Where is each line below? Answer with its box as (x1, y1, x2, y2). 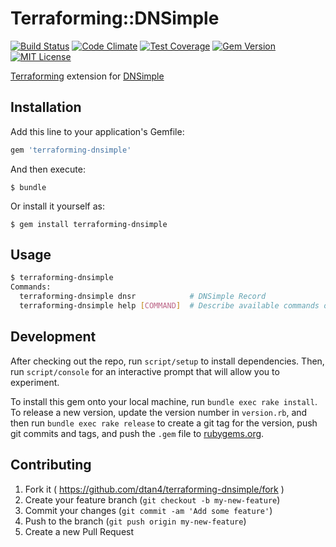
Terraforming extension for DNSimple (10, 70, 165, 82)
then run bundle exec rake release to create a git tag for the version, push (10, 417, 318, 429)
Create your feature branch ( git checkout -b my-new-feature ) (24, 493, 281, 506)
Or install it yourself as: (10, 200, 105, 212)
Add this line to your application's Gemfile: (10, 125, 185, 137)
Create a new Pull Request (24, 525, 135, 537)
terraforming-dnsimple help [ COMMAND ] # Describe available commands (19, 301, 320, 311)
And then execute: (10, 163, 86, 175)
